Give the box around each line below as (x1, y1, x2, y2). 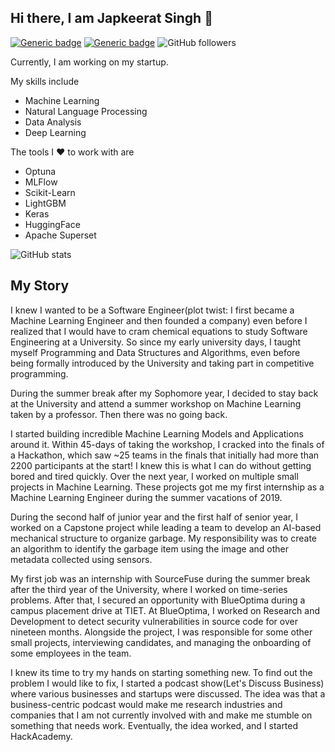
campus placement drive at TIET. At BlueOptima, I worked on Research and (10, 604, 320, 616)
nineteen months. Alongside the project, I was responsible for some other (10, 626, 313, 638)
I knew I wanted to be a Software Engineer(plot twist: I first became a (10, 304, 295, 316)
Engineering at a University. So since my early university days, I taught (10, 336, 302, 348)
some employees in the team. (10, 647, 132, 659)
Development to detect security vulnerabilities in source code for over (10, 615, 298, 627)
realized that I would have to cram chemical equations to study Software (10, 325, 308, 337)
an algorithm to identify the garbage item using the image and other (10, 542, 289, 555)
